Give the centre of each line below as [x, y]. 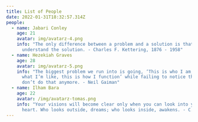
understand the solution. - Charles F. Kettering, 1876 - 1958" [102, 50]
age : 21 [26, 33]
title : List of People [34, 11]
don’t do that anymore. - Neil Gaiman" [70, 83]
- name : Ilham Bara [35, 88]
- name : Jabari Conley [39, 28]
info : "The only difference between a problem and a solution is [99, 45]
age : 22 [26, 93]
